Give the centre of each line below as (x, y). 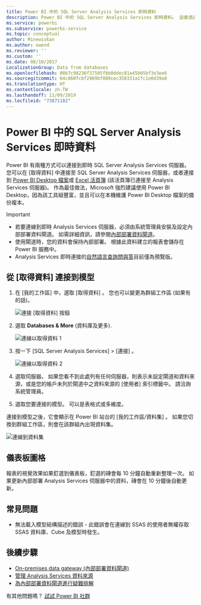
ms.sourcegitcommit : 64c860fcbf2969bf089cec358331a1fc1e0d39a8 (87, 78)
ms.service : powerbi (32, 23)
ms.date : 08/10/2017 (32, 62)
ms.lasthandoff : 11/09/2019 (41, 95)
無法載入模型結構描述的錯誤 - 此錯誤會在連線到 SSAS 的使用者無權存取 (102, 525)
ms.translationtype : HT (36, 84)
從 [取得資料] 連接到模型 (50, 277)
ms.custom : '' (24, 56)
